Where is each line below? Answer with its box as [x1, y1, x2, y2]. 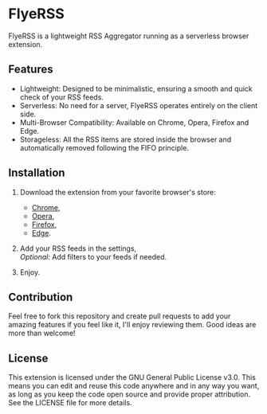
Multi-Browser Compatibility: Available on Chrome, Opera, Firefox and [19, 117, 249, 127]
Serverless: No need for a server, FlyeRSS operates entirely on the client [19, 100, 258, 110]
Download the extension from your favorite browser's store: [19, 187, 217, 197]
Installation [8, 166, 65, 180]
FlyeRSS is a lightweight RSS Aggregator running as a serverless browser [8, 31, 249, 41]
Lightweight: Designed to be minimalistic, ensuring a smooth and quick [19, 84, 253, 93]
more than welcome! [8, 328, 76, 338]
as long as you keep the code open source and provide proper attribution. [8, 389, 251, 399]
